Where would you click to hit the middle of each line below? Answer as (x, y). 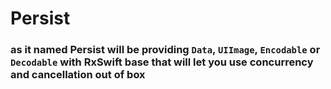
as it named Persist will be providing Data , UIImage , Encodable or (165, 50)
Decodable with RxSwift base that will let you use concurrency (162, 62)
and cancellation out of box (78, 75)
